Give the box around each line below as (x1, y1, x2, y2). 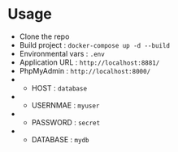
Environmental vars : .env (19, 49, 105, 58)
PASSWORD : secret (31, 117, 101, 127)
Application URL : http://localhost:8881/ (19, 57, 160, 67)
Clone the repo (19, 32, 70, 41)
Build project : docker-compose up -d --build (19, 40, 171, 49)
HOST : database (31, 82, 87, 93)
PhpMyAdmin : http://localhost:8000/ (19, 65, 151, 75)
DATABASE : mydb (31, 134, 89, 144)
